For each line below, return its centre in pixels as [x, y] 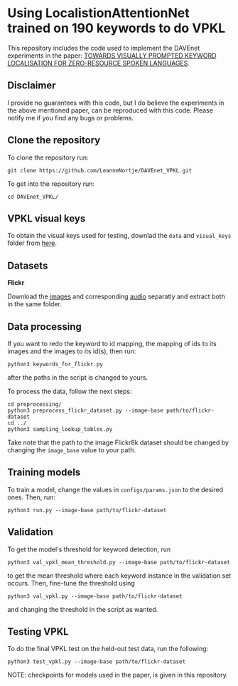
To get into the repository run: [51, 184]
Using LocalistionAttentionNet [98, 13]
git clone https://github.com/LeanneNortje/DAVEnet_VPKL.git [100, 170]
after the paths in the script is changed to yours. [78, 378]
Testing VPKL [38, 632]
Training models [44, 473]
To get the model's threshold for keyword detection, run [89, 549]
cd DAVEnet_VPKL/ [33, 197]
